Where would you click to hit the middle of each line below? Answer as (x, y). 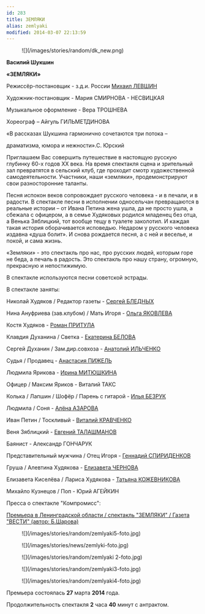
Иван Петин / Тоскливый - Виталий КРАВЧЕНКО (69, 420)
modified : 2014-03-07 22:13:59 (46, 32)
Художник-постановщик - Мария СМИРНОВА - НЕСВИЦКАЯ (85, 98)
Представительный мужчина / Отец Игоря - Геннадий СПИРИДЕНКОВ (99, 456)
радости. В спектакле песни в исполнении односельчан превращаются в (102, 202)
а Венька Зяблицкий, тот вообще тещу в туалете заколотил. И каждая (98, 221)
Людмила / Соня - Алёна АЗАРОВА (53, 408)
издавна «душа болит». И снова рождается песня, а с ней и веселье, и (99, 234)
